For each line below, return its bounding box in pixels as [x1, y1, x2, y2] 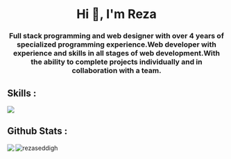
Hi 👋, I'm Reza [76, 6, 157, 22]
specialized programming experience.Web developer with [17, 40, 216, 49]
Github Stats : [7, 125, 68, 137]
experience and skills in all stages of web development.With [12, 49, 221, 58]
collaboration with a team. [71, 66, 162, 76]
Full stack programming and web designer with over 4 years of [9, 31, 224, 41]
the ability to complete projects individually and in [31, 57, 203, 67]
